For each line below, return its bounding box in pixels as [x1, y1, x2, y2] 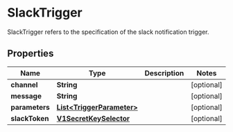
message [10, 91, 42, 101]
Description [144, 68, 184, 77]
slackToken [10, 113, 50, 123]
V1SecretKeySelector [56, 113, 130, 123]
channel [10, 79, 38, 89]
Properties [7, 48, 54, 59]
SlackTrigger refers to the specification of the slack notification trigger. [7, 28, 209, 36]
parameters [10, 102, 50, 112]
